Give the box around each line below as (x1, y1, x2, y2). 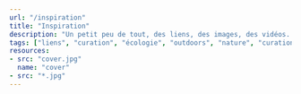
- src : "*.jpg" (9, 72, 66, 81)
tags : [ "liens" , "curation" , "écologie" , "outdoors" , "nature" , (9, 38, 254, 47)
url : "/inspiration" (9, 13, 87, 22)
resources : (9, 47, 50, 56)
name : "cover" (17, 64, 70, 73)
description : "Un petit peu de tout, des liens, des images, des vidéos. (9, 30, 291, 38)
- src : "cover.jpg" (9, 55, 82, 64)
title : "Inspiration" (9, 21, 90, 30)
